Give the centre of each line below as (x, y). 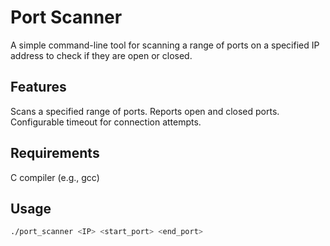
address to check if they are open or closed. (101, 55)
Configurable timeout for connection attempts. (106, 122)
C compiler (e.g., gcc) (55, 177)
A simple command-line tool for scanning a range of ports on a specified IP (165, 45)
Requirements (55, 153)
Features (38, 87)
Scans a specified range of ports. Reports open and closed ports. (145, 111)
